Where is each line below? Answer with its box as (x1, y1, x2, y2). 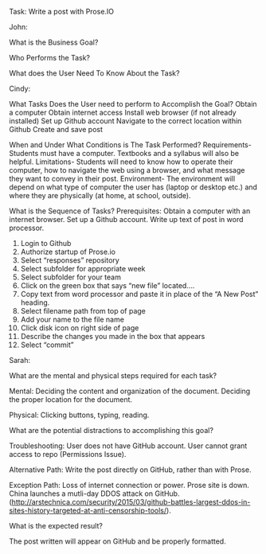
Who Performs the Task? (9, 53, 91, 62)
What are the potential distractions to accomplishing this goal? (9, 426, 214, 435)
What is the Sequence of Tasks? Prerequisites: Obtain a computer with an (9, 206, 251, 216)
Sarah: (9, 356, 31, 365)
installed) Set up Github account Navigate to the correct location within (9, 116, 242, 126)
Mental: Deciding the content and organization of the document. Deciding (9, 386, 251, 396)
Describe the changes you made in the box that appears (20, 332, 205, 341)
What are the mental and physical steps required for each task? (9, 371, 217, 380)
